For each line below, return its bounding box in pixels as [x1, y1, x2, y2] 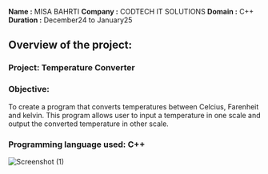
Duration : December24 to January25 [8, 15, 133, 25]
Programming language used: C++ [8, 139, 146, 150]
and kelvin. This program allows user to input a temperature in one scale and [8, 110, 261, 120]
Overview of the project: [8, 38, 133, 52]
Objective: [8, 84, 50, 95]
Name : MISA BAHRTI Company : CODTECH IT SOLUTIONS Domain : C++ [8, 7, 254, 16]
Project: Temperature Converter [8, 62, 135, 73]
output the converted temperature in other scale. [8, 119, 170, 129]
